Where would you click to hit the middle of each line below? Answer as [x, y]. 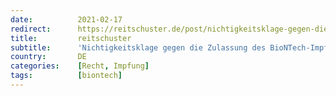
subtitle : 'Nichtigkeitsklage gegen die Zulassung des [138, 47]
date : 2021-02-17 [66, 19]
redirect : [31, 29]
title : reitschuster [71, 38]
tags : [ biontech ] [66, 76]
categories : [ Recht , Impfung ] [80, 66]
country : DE [48, 57]
